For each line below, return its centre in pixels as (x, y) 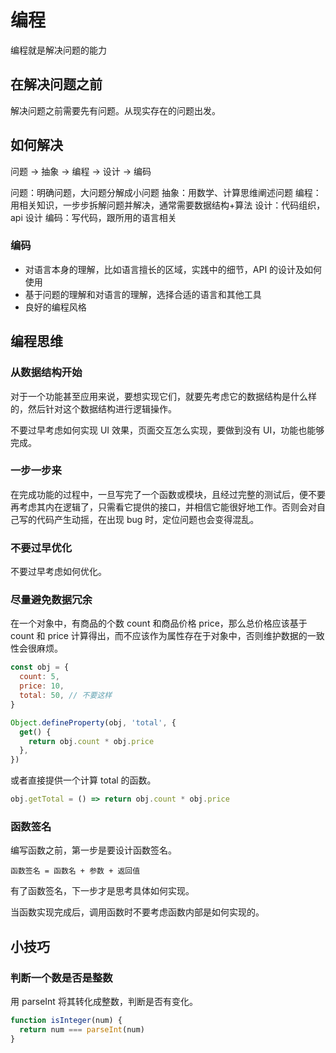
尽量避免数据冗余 (51, 600)
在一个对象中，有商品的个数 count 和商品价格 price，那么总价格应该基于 (159, 623)
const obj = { (40, 667)
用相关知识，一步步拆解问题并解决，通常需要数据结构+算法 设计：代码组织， (168, 205)
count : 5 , (39, 677)
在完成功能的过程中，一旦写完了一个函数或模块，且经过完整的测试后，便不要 (168, 494)
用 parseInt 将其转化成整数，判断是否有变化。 (104, 1002)
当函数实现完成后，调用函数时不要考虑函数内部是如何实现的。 (137, 912)
